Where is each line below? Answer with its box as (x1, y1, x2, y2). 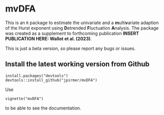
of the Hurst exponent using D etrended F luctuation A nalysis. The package (5, 25, 159, 31)
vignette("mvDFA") (5, 96, 44, 101)
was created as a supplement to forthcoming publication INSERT (5, 30, 139, 36)
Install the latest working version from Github (5, 60, 149, 68)
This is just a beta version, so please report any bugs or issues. (5, 45, 136, 51)
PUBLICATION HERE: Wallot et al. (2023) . (5, 36, 92, 42)
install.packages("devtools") (5, 73, 69, 78)
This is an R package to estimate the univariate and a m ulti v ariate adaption (5, 20, 159, 26)
